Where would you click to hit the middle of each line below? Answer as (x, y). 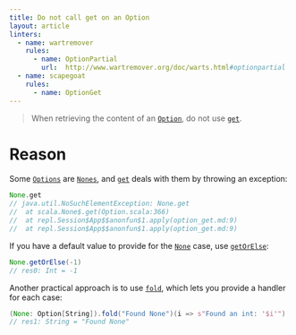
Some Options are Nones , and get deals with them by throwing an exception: (148, 179)
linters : (25, 34)
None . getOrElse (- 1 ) (46, 262)
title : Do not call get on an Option (80, 17)
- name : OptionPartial (75, 59)
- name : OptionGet (67, 92)
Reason (38, 154)
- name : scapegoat (52, 76)
